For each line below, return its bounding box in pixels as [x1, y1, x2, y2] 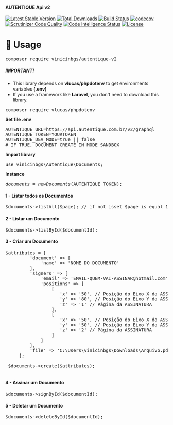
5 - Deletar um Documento [5, 402, 63, 409]
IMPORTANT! [5, 67, 34, 74]
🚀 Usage [5, 39, 42, 51]
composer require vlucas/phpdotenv [5, 107, 95, 113]
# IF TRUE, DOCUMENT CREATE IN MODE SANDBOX [5, 142, 120, 148]
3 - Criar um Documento [5, 238, 58, 244]
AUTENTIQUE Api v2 [5, 4, 50, 10]
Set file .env [5, 116, 32, 123]
